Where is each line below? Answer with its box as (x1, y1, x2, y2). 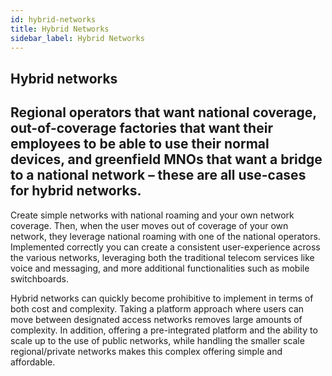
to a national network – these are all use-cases (10, 167, 307, 184)
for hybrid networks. (10, 182, 142, 200)
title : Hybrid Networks (10, 24, 110, 34)
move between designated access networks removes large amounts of (10, 313, 303, 325)
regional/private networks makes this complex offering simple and (10, 345, 283, 357)
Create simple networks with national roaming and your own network (10, 209, 295, 221)
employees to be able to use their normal (10, 136, 270, 153)
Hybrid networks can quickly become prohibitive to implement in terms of (10, 292, 314, 304)
